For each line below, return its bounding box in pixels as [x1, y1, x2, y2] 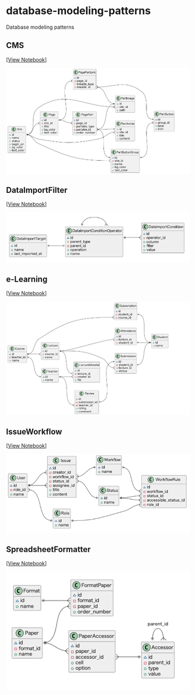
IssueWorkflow [6, 426, 62, 436]
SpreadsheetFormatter [6, 544, 91, 554]
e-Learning [6, 274, 48, 284]
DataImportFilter [6, 185, 68, 195]
